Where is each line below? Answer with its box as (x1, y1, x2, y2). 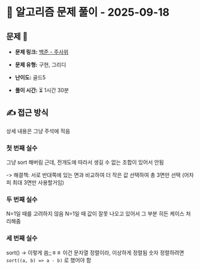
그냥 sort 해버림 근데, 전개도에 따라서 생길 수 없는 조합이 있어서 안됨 (6, 159, 164, 166)
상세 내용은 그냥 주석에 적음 (6, 127, 71, 134)
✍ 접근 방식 (6, 107, 49, 118)
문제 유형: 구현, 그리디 (14, 61, 66, 68)
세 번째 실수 (6, 234, 38, 243)
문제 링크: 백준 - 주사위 (14, 49, 69, 55)
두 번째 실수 (6, 196, 38, 204)
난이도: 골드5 (14, 74, 46, 81)
